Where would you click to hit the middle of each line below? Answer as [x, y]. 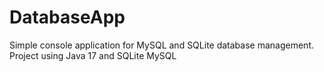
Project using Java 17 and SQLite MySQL [93, 55]
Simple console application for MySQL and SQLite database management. [161, 45]
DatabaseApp [67, 17]
